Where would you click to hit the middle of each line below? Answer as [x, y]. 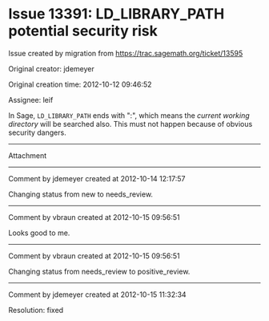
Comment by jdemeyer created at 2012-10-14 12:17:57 [97, 178]
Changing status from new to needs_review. [81, 194]
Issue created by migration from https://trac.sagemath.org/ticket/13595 [126, 53]
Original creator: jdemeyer [51, 68]
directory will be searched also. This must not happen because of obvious [130, 124]
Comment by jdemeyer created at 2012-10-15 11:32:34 [97, 295]
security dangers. [37, 132]
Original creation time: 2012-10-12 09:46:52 [80, 84]
